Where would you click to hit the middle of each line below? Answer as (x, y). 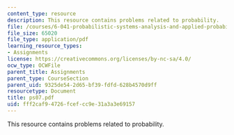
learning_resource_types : (45, 46)
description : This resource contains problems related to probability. (113, 20)
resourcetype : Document (42, 91)
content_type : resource (42, 14)
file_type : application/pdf (48, 40)
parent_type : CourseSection (48, 78)
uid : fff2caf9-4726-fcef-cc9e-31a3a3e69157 (71, 104)
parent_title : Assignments (46, 72)
